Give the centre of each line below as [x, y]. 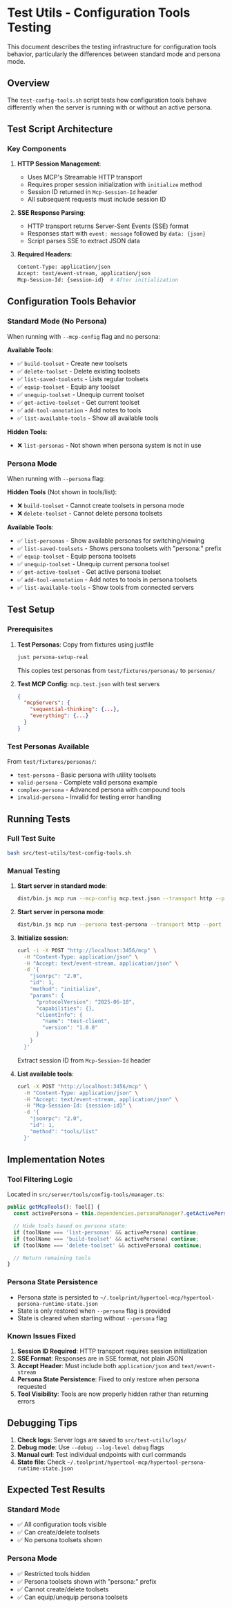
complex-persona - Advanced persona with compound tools [101, 790]
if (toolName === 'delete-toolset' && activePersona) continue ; [108, 1246]
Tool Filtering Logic [40, 1179]
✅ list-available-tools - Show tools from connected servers [106, 588]
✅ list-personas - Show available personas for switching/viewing [111, 541]
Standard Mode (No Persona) [57, 322]
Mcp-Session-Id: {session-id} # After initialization [98, 280]
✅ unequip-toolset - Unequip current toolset [81, 394]
